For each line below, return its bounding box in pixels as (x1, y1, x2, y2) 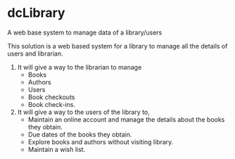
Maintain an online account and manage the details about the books (27, 115, 225, 124)
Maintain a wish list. (27, 145, 86, 153)
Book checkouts (27, 93, 75, 101)
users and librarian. (7, 49, 63, 58)
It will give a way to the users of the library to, (17, 108, 150, 116)
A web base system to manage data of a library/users (7, 28, 163, 37)
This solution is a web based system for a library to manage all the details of (7, 42, 228, 50)
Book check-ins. (27, 100, 76, 108)
